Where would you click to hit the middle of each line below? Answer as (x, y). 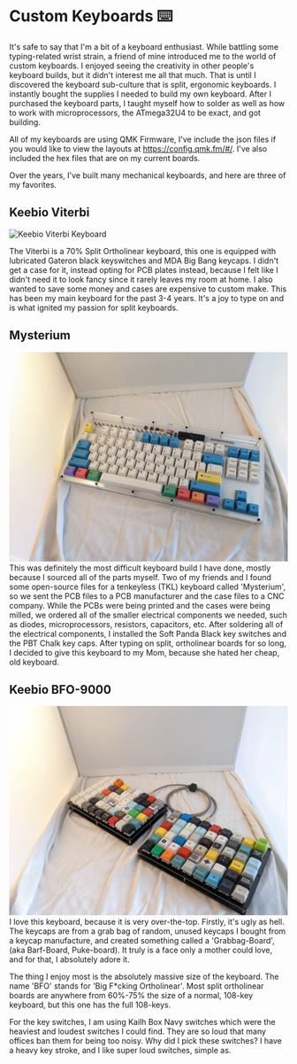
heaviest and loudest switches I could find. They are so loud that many (138, 1031)
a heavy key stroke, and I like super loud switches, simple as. (120, 1051)
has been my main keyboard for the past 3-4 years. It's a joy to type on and (147, 298)
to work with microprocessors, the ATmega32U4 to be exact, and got (135, 113)
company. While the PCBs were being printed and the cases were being (140, 605)
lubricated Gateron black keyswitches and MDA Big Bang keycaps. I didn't (144, 260)
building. (25, 122)
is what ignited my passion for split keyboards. (94, 307)
